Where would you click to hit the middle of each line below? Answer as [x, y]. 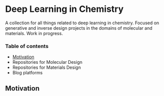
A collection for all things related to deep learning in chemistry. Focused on [82, 23]
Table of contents [27, 46]
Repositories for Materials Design [47, 67]
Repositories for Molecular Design [47, 62]
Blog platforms [27, 73]
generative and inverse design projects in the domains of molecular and [79, 28]
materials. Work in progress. [34, 33]
